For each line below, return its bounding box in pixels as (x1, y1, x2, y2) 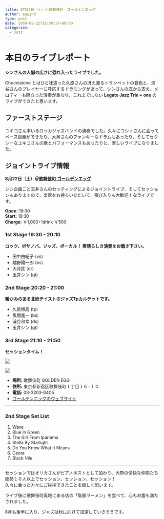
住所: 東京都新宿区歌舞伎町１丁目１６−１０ (12, 384, 99, 390)
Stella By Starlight (12, 439, 48, 445)
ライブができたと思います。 (5, 98, 61, 104)
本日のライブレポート (5, 52, 91, 63)
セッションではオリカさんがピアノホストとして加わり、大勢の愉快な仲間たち (5, 470, 159, 476)
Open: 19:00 (5, 208, 30, 214)
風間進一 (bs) (12, 312, 39, 318)
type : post (5, 16, 27, 21)
